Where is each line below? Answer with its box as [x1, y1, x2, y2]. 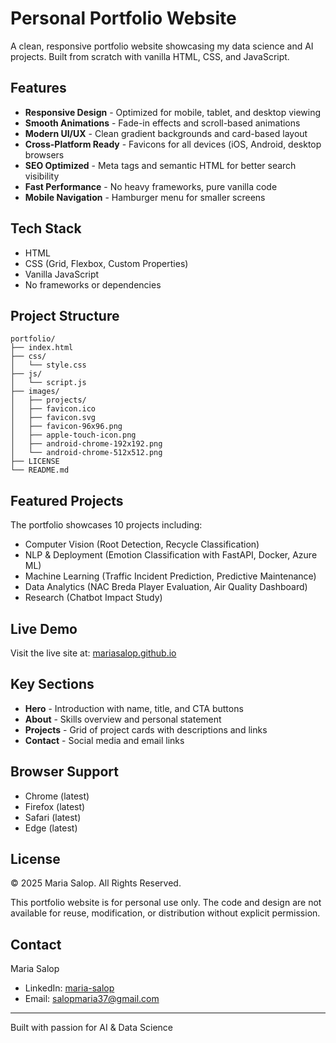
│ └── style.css [10, 360, 87, 371]
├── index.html [10, 343, 74, 353]
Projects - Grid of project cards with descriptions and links [24, 723, 268, 736]
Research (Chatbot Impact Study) [24, 592, 163, 604]
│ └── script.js [10, 378, 87, 388]
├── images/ [10, 387, 60, 397]
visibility [24, 170, 60, 182]
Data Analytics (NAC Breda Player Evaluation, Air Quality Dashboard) [24, 581, 308, 593]
